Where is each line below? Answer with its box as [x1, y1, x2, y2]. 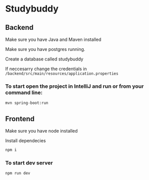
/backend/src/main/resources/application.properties [5, 71, 119, 76]
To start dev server [5, 159, 53, 166]
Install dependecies [5, 137, 46, 144]
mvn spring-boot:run [5, 100, 49, 106]
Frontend [5, 114, 35, 123]
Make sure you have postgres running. [5, 46, 85, 52]
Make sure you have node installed [5, 128, 78, 134]
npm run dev [5, 171, 30, 176]
